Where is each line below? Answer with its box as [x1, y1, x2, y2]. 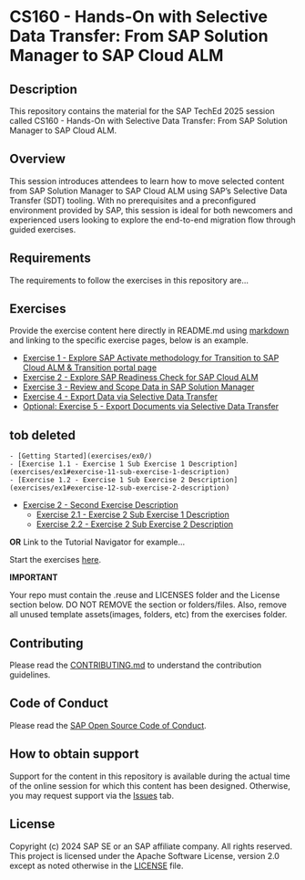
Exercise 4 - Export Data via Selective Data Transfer [22, 391, 219, 402]
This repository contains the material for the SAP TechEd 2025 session [9, 106, 275, 116]
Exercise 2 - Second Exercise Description [22, 500, 179, 511]
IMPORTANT [9, 572, 58, 583]
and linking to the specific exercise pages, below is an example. [9, 335, 249, 346]
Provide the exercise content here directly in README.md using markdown [9, 326, 290, 336]
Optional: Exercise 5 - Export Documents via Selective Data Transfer [22, 401, 280, 412]
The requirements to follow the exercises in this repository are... [9, 274, 249, 285]
